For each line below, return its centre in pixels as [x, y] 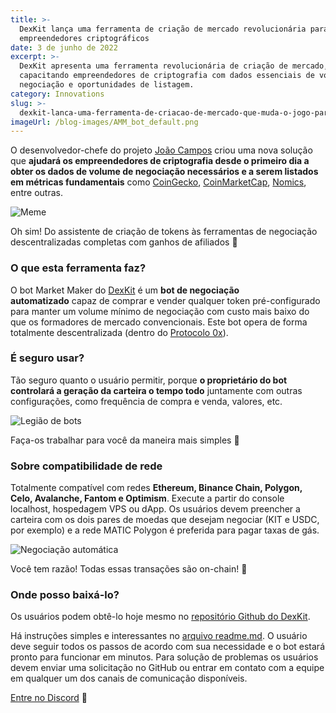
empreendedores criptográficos [84, 38]
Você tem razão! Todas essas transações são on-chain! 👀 [129, 569]
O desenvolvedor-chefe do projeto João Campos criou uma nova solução [161, 150]
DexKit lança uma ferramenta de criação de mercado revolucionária [163, 29]
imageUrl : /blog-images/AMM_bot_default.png [104, 122]
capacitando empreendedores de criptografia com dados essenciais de [167, 76]
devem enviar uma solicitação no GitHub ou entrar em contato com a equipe [167, 668]
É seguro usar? [47, 358]
